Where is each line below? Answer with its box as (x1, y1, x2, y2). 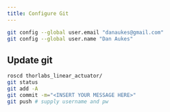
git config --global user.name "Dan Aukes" (7, 35, 134, 42)
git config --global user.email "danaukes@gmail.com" (7, 29, 165, 36)
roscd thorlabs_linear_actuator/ (7, 73, 103, 80)
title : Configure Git (7, 10, 69, 17)
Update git (7, 54, 53, 66)
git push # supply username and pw (7, 98, 109, 105)
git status (7, 79, 38, 86)
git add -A (7, 85, 38, 92)
